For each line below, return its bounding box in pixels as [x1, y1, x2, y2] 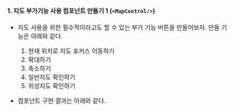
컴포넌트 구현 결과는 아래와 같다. [17, 96, 106, 105]
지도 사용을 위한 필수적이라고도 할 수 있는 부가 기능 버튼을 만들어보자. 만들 [17, 23, 220, 31]
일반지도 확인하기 [27, 73, 76, 82]
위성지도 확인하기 [27, 82, 76, 90]
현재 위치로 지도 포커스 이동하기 [27, 47, 115, 55]
